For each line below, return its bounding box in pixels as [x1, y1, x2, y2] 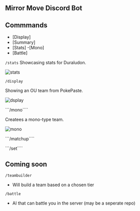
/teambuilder [5, 173, 32, 178]
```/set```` [5, 145, 23, 151]
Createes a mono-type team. [5, 116, 64, 122]
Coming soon [5, 160, 47, 168]
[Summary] [12, 39, 36, 45]
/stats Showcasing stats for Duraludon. [5, 60, 87, 66]
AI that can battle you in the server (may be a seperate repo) [12, 200, 136, 206]
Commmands [5, 21, 48, 29]
